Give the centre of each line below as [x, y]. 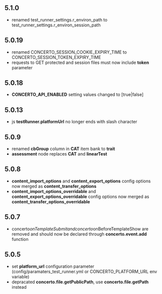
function [20, 239]
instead [19, 287]
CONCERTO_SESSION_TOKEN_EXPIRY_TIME [56, 57]
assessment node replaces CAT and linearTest [59, 154]
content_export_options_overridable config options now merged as [80, 196]
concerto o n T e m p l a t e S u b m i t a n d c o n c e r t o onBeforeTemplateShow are [80, 229]
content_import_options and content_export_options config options [81, 181]
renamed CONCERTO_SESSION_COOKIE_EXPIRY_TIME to [69, 52]
